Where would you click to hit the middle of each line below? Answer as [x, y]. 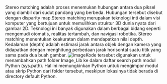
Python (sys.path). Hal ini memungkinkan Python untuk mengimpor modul [82, 65]
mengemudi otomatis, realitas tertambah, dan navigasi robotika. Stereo [79, 34]
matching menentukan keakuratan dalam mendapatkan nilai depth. [74, 39]
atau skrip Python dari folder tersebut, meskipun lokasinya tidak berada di [82, 71]
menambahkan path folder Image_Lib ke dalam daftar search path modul [80, 60]
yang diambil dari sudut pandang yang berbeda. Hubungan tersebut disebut [84, 12]
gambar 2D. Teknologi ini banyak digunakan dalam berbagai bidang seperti [83, 28]
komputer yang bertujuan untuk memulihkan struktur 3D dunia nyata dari [80, 23]
